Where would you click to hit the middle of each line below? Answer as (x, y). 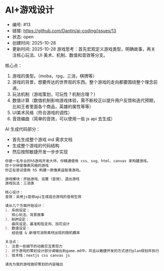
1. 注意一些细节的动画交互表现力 (34, 247)
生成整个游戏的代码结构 (36, 145)
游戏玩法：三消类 (20, 183)
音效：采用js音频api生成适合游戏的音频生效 (43, 197)
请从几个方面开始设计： (25, 206)
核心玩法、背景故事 (28, 215)
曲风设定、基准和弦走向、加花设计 (41, 224)
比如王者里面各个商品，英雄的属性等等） (53, 106)
